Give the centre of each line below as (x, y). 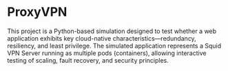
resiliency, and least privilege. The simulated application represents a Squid (114, 45)
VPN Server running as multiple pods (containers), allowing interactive (107, 53)
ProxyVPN (37, 12)
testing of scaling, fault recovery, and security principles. (88, 60)
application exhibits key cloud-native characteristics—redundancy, (102, 38)
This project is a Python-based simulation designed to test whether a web (112, 31)
